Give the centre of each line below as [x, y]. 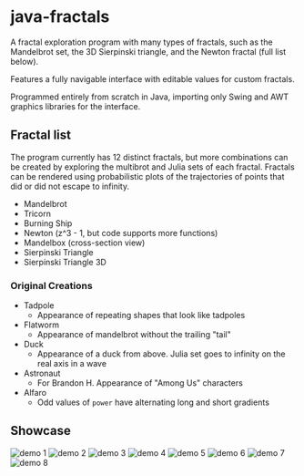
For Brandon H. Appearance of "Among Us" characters [140, 383]
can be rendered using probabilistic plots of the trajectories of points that [147, 176]
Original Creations [52, 285]
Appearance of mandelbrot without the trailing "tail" [134, 335]
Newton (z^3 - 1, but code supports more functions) [121, 233]
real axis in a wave [72, 364]
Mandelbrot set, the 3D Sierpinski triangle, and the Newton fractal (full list [148, 51]
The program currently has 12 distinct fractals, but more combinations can [149, 157]
